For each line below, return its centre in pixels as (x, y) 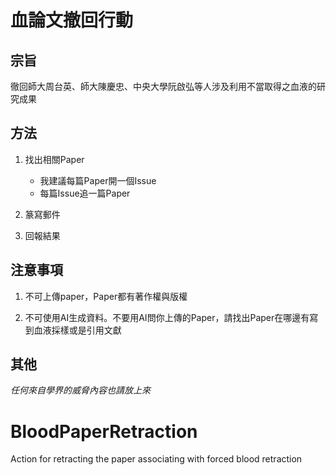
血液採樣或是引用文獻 (77, 330)
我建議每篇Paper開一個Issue (98, 180)
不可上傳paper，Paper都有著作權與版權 (106, 296)
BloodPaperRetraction (104, 431)
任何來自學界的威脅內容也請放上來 (80, 390)
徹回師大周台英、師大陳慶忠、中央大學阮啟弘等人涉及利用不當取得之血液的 (163, 86)
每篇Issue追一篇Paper (85, 193)
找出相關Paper (54, 159)
